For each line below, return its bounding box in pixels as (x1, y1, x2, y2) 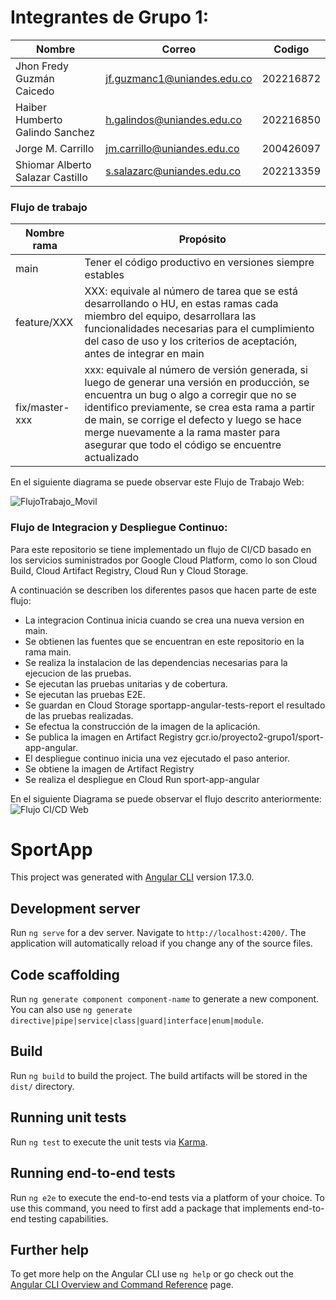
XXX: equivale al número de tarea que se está (84, 284, 298, 298)
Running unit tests (10, 1109, 127, 1126)
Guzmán (15, 71, 55, 85)
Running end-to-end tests (10, 1165, 176, 1182)
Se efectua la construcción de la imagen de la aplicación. (24, 720, 261, 732)
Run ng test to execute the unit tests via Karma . (10, 1136, 208, 1148)
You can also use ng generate (10, 1004, 133, 1016)
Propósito (178, 232, 227, 246)
